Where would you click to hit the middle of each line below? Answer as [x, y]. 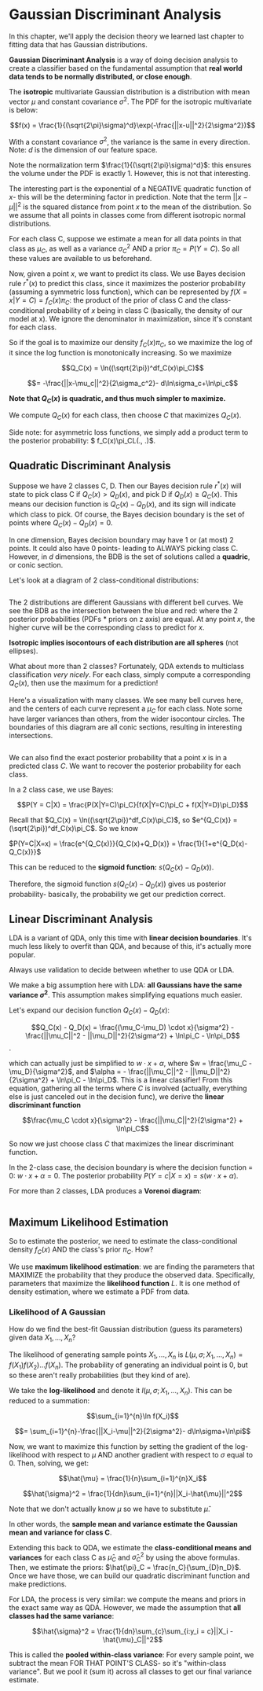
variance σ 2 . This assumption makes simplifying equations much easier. [126, 994]
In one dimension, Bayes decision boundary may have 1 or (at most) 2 [121, 540]
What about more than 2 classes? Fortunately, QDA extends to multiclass [127, 667]
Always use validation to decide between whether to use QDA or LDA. [122, 970]
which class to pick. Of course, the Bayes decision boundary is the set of [127, 515]
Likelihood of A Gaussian [57, 1312]
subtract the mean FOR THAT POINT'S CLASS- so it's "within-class [118, 1663]
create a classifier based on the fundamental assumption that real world [126, 68]
